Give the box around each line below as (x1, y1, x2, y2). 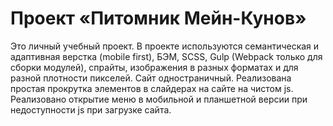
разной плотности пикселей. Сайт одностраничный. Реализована (10, 72, 292, 84)
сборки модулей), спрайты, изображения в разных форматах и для (10, 61, 299, 73)
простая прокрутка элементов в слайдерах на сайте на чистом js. (10, 82, 294, 94)
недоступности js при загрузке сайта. (10, 103, 172, 116)
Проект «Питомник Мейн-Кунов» (10, 7, 307, 30)
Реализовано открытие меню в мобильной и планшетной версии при (10, 93, 308, 105)
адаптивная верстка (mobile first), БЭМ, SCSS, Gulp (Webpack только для (10, 50, 323, 62)
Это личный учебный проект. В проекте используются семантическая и (10, 40, 320, 52)
